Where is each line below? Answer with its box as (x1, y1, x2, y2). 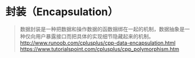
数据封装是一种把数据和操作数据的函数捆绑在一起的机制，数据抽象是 (19, 26, 185, 32)
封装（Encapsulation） (5, 5, 119, 19)
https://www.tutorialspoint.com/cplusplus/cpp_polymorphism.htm (19, 45, 180, 52)
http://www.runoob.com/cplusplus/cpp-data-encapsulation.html (19, 39, 176, 46)
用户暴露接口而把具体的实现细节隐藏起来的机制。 (35, 32, 154, 39)
